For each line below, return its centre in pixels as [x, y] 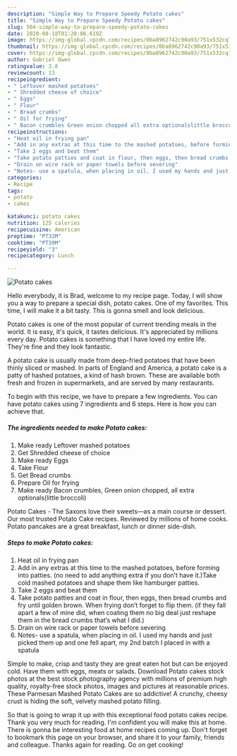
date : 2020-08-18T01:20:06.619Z [55, 33]
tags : [15, 191]
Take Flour [33, 468]
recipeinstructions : [38, 132]
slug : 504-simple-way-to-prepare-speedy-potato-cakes [88, 27]
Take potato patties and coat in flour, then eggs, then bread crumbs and [122, 598]
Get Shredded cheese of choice [64, 453]
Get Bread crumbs [44, 476]
